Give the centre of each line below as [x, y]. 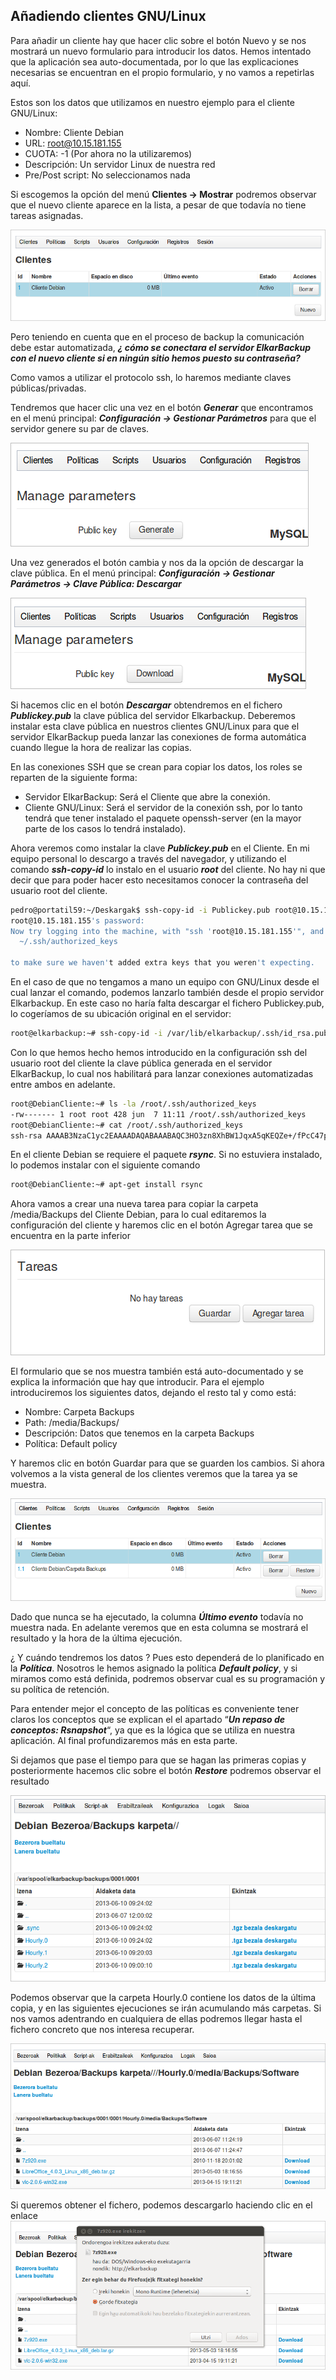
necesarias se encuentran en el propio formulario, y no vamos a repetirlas [162, 72]
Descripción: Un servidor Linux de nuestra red [120, 164]
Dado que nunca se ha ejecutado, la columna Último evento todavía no [157, 1616]
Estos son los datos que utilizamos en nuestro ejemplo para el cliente [152, 102]
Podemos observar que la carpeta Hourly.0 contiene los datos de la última [163, 1997]
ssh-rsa [26, 1135]
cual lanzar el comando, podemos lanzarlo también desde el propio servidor [167, 993]
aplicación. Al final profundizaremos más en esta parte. [124, 1740]
